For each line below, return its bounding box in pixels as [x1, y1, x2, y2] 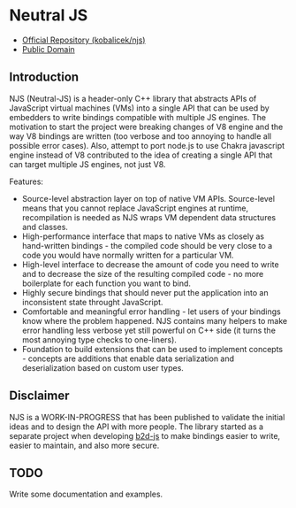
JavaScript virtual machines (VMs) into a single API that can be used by [9, 103, 269, 113]
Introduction [9, 70, 80, 85]
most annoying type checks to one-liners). [21, 334, 177, 345]
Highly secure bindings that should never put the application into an [21, 287, 269, 297]
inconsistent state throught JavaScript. [21, 296, 163, 307]
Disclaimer [9, 389, 70, 404]
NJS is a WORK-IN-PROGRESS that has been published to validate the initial [9, 412, 285, 422]
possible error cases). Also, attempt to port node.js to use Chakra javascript [9, 140, 285, 150]
